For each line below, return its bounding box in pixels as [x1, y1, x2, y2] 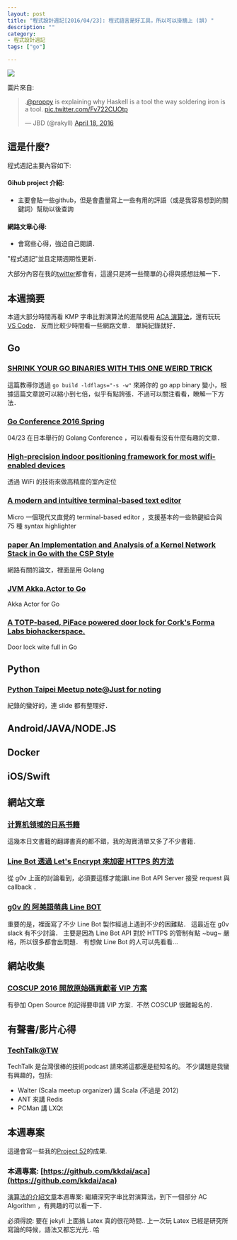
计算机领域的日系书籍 [7, 819, 80, 829]
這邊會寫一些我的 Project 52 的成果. [7, 1146, 108, 1155]
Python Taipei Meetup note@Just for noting [7, 684, 161, 694]
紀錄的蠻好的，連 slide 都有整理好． [7, 702, 112, 710]
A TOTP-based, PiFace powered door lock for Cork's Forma [7, 618, 215, 628]
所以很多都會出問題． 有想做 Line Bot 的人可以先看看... [19, 937, 178, 946]
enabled [7, 460, 37, 470]
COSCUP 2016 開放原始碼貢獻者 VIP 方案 [7, 983, 147, 993]
